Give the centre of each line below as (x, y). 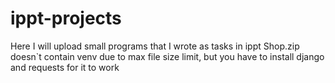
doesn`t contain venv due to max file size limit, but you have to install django (167, 56)
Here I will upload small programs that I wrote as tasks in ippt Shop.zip (155, 46)
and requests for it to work (65, 67)
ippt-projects (66, 18)
